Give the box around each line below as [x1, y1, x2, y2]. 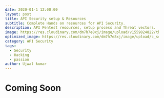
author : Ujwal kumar [5, 61, 47, 66]
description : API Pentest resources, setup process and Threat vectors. [5, 25, 156, 30]
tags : [5, 43, 16, 48]
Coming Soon [5, 82, 61, 94]
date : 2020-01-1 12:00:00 [5, 7, 58, 12]
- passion [9, 57, 29, 62]
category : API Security [5, 39, 54, 44]
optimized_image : [5, 35, 41, 39]
